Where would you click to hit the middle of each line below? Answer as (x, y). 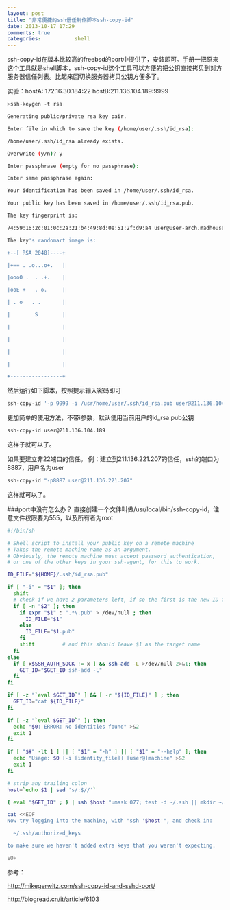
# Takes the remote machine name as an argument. (79, 550)
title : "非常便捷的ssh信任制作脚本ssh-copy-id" (71, 20)
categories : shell (49, 39)
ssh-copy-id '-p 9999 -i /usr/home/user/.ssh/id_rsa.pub (90, 404)
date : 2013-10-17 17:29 (41, 26)
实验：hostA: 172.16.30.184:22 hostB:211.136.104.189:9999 (88, 91)
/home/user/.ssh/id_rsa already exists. (66, 141)
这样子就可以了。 (31, 444)
